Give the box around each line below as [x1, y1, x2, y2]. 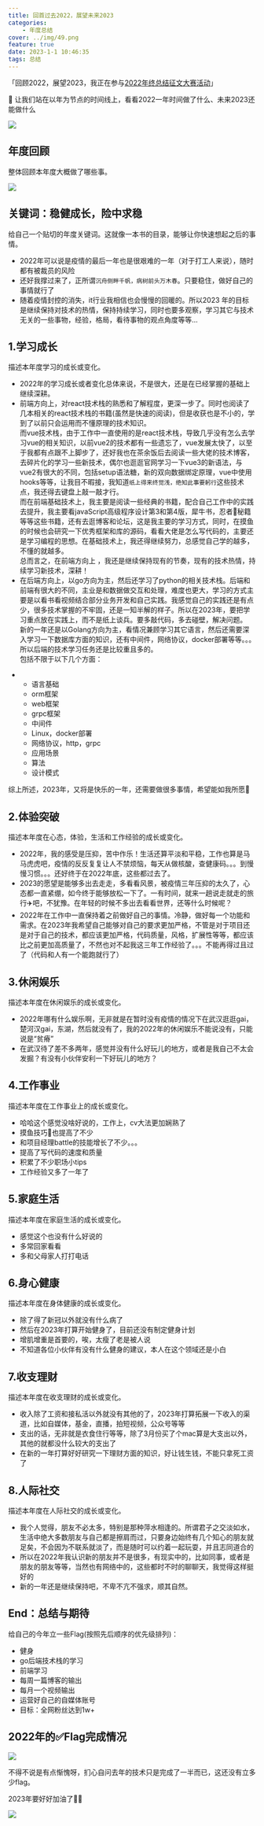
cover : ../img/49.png [8, 33, 79, 42]
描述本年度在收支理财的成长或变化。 [8, 1393, 126, 1402]
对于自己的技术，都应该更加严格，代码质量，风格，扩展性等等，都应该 [26, 930, 254, 940]
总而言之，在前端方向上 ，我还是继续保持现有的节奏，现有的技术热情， [19, 556, 249, 566]
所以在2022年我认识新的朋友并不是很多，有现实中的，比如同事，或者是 [19, 1552, 251, 1562]
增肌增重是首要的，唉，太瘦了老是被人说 [19, 1335, 151, 1345]
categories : [8, 19, 47, 27]
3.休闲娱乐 [8, 975, 60, 988]
